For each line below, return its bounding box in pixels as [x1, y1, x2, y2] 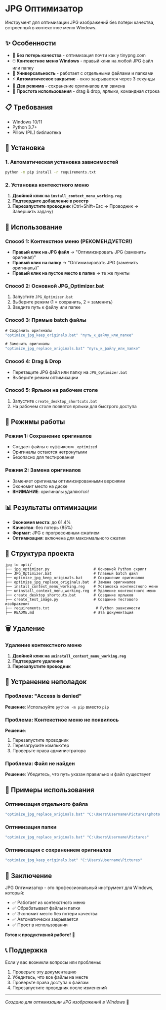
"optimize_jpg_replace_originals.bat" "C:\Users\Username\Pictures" [5, 835, 149, 840]
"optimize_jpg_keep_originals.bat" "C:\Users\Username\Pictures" [5, 858, 142, 863]
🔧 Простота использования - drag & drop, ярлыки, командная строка [12, 88, 160, 94]
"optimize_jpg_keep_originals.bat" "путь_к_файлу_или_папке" [5, 333, 134, 338]
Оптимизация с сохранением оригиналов [5, 846, 112, 853]
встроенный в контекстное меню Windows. [5, 24, 97, 30]
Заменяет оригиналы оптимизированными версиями [12, 478, 125, 484]
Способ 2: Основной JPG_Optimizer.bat [5, 283, 104, 290]
